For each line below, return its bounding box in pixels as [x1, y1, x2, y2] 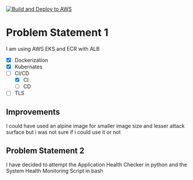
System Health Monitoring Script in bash [6, 167, 103, 174]
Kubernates [14, 63, 43, 70]
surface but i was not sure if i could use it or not [6, 129, 121, 136]
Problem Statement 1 [6, 26, 109, 39]
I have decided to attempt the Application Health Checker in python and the [6, 161, 188, 168]
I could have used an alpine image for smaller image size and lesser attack [6, 123, 185, 130]
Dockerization [14, 56, 48, 64]
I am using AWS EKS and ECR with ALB [6, 45, 100, 52]
